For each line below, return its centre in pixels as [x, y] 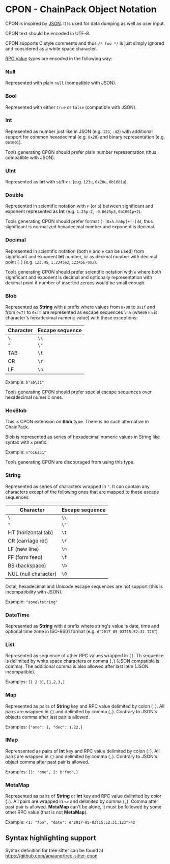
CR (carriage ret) [28, 541]
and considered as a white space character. [51, 48]
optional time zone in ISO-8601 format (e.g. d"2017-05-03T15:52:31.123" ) [81, 631]
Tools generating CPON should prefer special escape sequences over [78, 392]
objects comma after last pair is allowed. [48, 717]
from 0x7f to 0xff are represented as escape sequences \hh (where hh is [81, 312]
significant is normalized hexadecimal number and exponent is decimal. [80, 227]
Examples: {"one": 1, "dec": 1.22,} [44, 726]
